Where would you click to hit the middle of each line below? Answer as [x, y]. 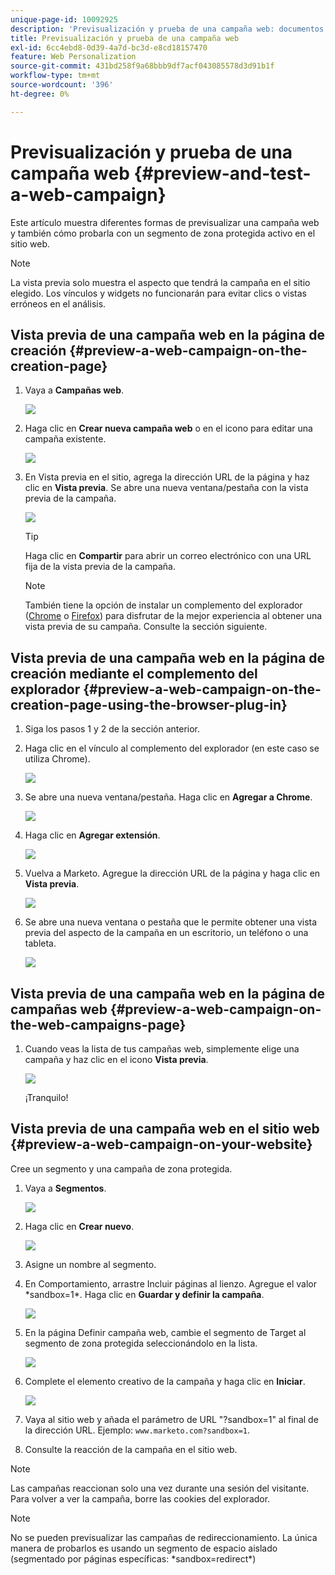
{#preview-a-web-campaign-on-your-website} [161, 1144]
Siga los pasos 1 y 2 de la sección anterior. [112, 729]
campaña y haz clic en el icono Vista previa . [116, 1059]
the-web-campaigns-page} [98, 1024]
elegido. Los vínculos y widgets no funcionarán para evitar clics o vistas [159, 293]
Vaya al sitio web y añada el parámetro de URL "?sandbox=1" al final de [171, 1419]
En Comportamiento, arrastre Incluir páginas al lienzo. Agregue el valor [170, 1283]
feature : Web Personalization [73, 57]
